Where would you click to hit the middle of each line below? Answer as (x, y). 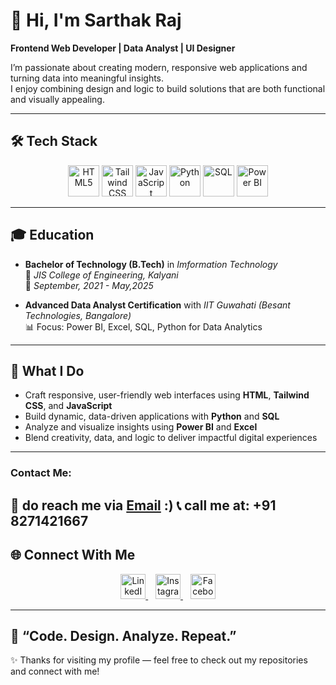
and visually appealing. (57, 99)
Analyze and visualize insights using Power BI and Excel (141, 427)
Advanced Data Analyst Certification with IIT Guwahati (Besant (157, 305)
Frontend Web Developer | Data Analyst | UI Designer (123, 48)
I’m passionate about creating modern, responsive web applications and (159, 67)
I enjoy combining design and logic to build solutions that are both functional (168, 88)
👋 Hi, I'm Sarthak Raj (96, 20)
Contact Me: (41, 473)
